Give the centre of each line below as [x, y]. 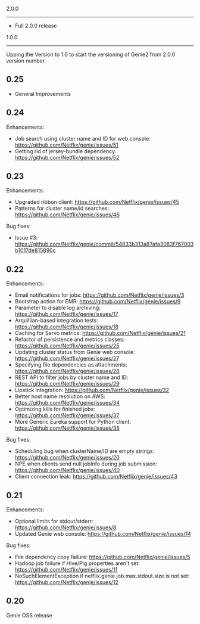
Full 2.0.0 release [36, 26]
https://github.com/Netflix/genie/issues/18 [67, 327]
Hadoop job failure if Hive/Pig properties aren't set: [77, 563]
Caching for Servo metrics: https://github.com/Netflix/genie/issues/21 [100, 333]
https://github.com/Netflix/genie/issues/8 [65, 527]
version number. [26, 61]
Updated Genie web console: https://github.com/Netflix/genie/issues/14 [103, 534]
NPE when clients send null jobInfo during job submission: [86, 464]
